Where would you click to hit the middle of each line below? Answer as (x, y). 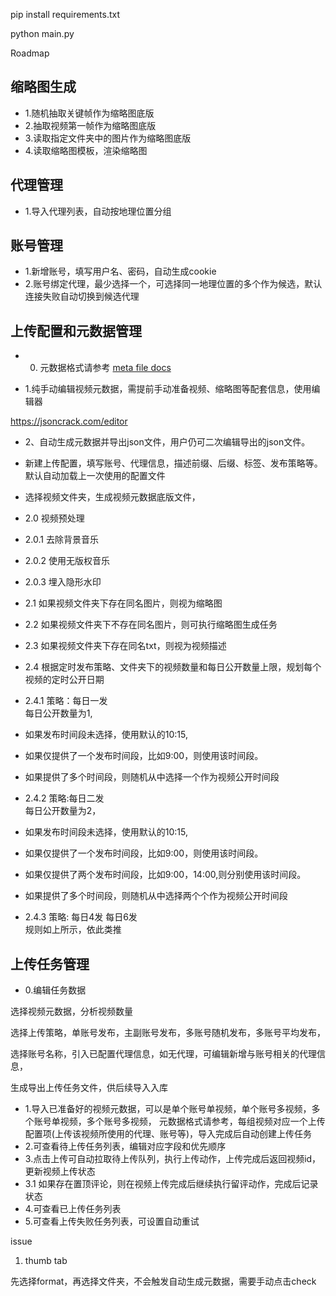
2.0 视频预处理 (54, 518)
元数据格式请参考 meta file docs (105, 368)
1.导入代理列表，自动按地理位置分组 (98, 211)
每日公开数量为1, (58, 713)
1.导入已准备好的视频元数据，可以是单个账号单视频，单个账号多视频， (168, 1109)
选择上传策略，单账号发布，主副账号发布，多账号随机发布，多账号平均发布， (168, 1033)
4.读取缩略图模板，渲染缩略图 (86, 150)
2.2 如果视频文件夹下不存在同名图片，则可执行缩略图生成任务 (151, 625)
